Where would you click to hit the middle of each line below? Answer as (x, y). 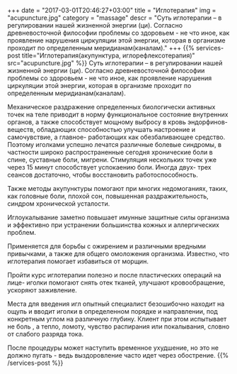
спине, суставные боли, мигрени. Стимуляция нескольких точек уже (112, 160)
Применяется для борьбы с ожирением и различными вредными (107, 246)
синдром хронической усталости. (59, 204)
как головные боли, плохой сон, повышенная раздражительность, (108, 196)
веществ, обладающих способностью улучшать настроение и (102, 130)
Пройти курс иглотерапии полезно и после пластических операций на (114, 275)
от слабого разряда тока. (46, 334)
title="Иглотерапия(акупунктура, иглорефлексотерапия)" (109, 55)
